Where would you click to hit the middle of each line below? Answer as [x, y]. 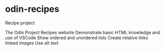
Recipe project [20, 23]
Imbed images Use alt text [32, 43]
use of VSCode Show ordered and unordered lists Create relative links [77, 38]
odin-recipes [32, 9]
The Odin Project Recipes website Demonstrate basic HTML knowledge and [82, 32]
